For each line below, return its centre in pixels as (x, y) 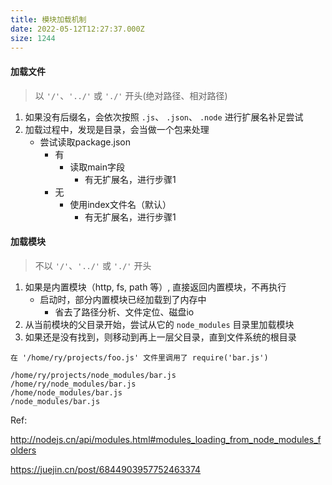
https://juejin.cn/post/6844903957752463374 (106, 469)
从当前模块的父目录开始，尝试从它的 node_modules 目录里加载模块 (159, 324)
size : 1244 (33, 38)
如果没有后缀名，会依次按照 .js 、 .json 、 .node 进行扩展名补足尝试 (164, 117)
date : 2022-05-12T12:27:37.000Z (77, 29)
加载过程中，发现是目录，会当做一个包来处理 (117, 129)
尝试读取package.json (85, 142)
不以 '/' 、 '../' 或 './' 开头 (93, 265)
